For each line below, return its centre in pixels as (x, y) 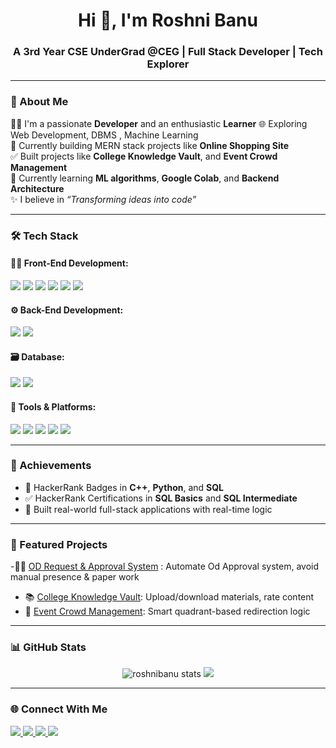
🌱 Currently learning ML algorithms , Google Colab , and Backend (145, 178)
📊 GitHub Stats (48, 647)
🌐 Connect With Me (59, 709)
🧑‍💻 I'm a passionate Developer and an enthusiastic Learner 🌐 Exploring (159, 123)
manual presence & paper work (75, 577)
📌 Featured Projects (59, 544)
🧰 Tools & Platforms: (53, 406)
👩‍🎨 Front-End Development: (69, 263)
